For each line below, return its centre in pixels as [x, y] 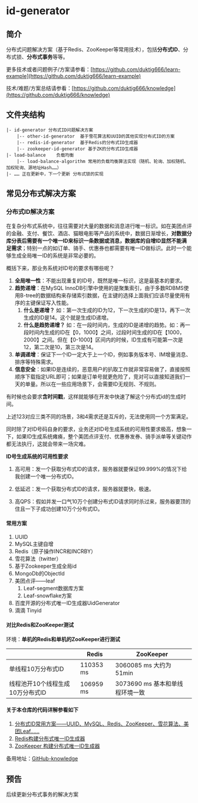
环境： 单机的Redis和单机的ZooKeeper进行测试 [63, 639]
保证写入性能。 [53, 303]
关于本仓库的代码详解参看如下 [42, 710]
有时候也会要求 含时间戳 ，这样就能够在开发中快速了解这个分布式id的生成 [93, 396]
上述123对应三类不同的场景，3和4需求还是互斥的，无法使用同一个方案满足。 [99, 416]
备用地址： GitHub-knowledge [42, 759]
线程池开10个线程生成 [39, 684]
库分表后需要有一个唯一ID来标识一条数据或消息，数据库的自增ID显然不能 [94, 240]
